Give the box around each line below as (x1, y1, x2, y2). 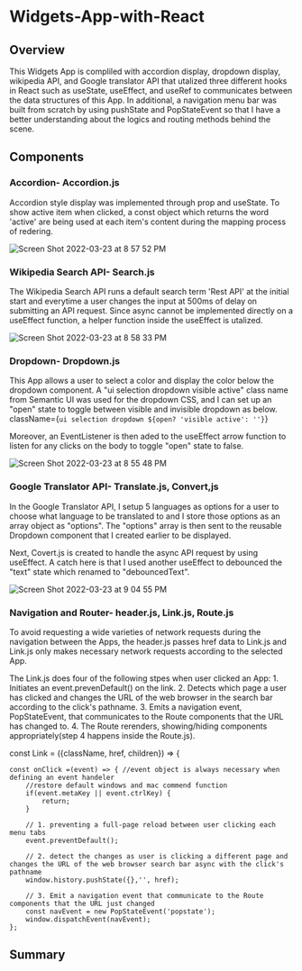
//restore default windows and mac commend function (25, 781, 228, 790)
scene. (9, 123, 35, 134)
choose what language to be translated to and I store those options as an (9, 511, 281, 522)
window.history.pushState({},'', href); (25, 876, 179, 885)
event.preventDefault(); (25, 836, 119, 845)
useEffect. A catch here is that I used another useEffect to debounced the (9, 557, 282, 567)
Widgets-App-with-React (9, 6, 206, 27)
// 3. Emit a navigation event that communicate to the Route (25, 891, 264, 900)
